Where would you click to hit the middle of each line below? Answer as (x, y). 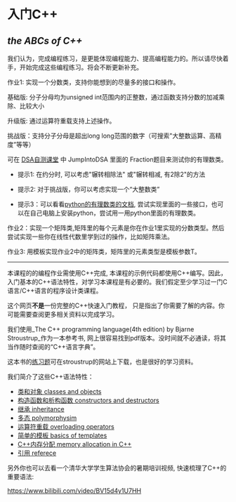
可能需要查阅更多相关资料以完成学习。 (63, 314)
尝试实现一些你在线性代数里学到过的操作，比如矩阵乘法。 (90, 237)
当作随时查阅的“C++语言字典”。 (53, 347)
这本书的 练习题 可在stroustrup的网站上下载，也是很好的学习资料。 (102, 362)
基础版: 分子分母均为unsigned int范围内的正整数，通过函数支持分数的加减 (113, 97)
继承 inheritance (41, 409)
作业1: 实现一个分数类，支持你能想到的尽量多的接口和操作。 (93, 82)
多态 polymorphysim (47, 418)
